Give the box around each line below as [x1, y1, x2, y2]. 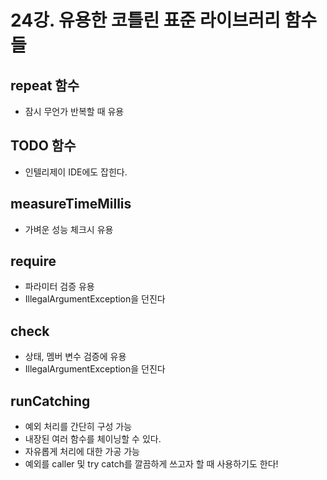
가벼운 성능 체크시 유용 [24, 223, 114, 235]
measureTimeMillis [10, 196, 132, 213]
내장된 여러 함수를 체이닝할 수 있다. [24, 433, 162, 445]
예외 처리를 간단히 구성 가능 [24, 421, 133, 433]
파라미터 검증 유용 [24, 281, 95, 293]
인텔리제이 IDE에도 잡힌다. [24, 166, 128, 178]
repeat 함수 [10, 77, 80, 94]
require [10, 253, 57, 270]
